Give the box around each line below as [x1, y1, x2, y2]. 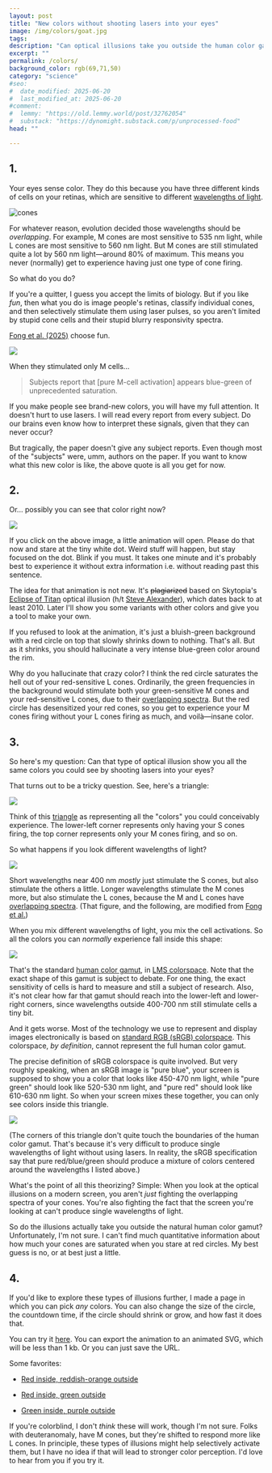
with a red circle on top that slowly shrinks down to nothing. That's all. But [9, 636, 255, 646]
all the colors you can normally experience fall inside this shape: [9, 934, 223, 944]
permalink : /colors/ [9, 57, 79, 66]
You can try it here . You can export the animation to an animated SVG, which [9, 1335, 264, 1344]
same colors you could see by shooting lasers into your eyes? [9, 766, 215, 775]
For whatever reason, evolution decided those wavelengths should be [9, 223, 241, 233]
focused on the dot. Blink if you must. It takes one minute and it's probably [9, 553, 257, 562]
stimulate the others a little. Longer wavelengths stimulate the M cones [9, 884, 245, 894]
